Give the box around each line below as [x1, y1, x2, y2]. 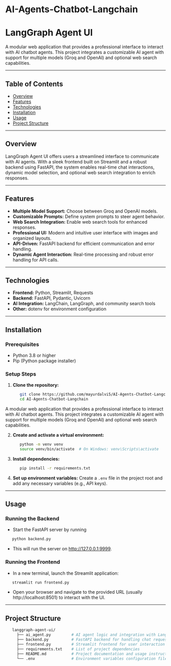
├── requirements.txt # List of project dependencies [16, 646, 140, 652]
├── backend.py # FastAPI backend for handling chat [16, 637, 152, 643]
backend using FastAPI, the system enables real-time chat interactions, [5, 164, 155, 170]
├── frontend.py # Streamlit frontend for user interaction [16, 642, 165, 647]
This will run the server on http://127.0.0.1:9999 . [12, 546, 112, 552]
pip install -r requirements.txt [19, 465, 91, 471]
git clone [19, 392, 41, 397]
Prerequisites [5, 340, 39, 348]
